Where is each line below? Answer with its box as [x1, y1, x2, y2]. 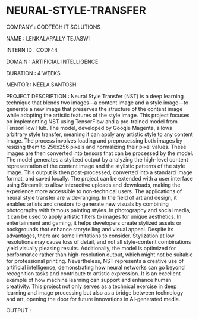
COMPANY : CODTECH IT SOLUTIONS [6, 23, 101, 30]
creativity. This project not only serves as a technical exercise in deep [6, 283, 177, 290]
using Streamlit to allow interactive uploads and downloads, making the [6, 181, 181, 188]
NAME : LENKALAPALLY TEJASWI [6, 35, 90, 42]
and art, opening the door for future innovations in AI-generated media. [6, 295, 181, 302]
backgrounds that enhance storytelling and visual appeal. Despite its [6, 225, 174, 233]
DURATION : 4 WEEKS [6, 69, 61, 76]
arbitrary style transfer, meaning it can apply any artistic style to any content [6, 131, 193, 138]
